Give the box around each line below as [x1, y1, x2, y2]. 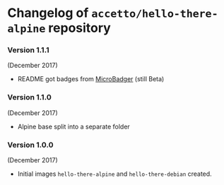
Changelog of [7, 5, 89, 21]
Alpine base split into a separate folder [17, 122, 131, 131]
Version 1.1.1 [7, 45, 49, 55]
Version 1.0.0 [7, 140, 54, 150]
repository [48, 20, 111, 36]
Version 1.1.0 [7, 92, 52, 102]
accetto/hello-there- [91, 7, 218, 20]
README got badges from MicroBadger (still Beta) [17, 75, 165, 83]
